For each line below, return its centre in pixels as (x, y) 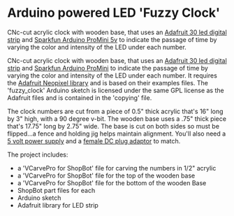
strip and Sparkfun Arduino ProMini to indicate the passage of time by (108, 68)
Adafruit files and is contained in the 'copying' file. (80, 98)
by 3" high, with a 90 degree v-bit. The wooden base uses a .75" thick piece (117, 118)
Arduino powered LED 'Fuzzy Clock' (114, 13)
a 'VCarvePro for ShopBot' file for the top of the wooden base (106, 175)
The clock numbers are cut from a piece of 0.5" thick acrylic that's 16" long (115, 111)
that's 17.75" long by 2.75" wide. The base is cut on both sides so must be (114, 126)
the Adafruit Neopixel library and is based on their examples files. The (108, 82)
